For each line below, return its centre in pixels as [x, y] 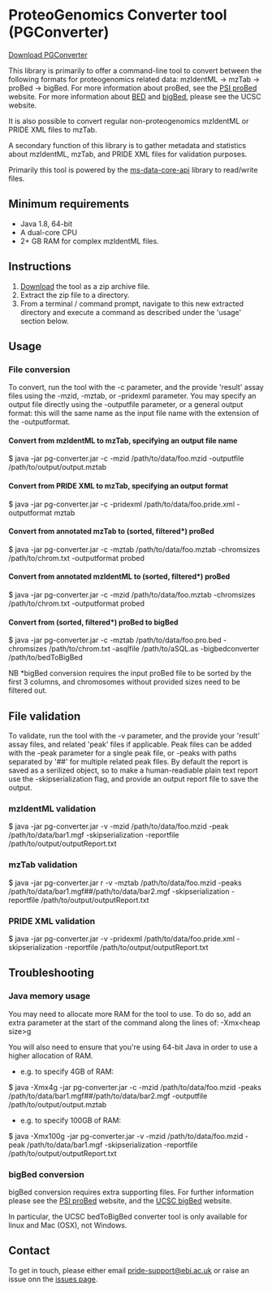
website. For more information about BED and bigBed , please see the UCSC [135, 96]
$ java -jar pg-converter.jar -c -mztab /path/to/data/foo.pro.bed [115, 640]
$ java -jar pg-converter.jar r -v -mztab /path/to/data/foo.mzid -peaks [125, 883]
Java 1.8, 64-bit [46, 223]
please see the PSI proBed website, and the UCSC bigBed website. [121, 1200]
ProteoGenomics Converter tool [118, 15]
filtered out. [28, 690]
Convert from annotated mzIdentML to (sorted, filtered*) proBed [119, 576]
